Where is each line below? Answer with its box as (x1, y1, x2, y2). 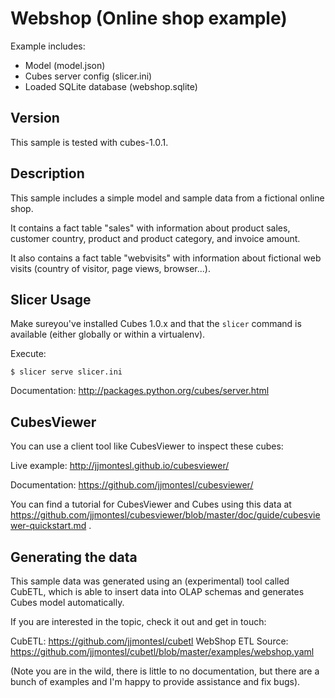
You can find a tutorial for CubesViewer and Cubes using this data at (10, 498, 292, 511)
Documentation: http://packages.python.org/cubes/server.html (10, 385, 270, 397)
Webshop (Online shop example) (10, 7, 288, 30)
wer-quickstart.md (10, 520, 87, 532)
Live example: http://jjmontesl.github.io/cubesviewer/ (10, 460, 230, 472)
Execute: (10, 348, 47, 360)
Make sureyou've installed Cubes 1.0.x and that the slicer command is (10, 318, 302, 330)
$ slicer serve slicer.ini (10, 367, 123, 377)
